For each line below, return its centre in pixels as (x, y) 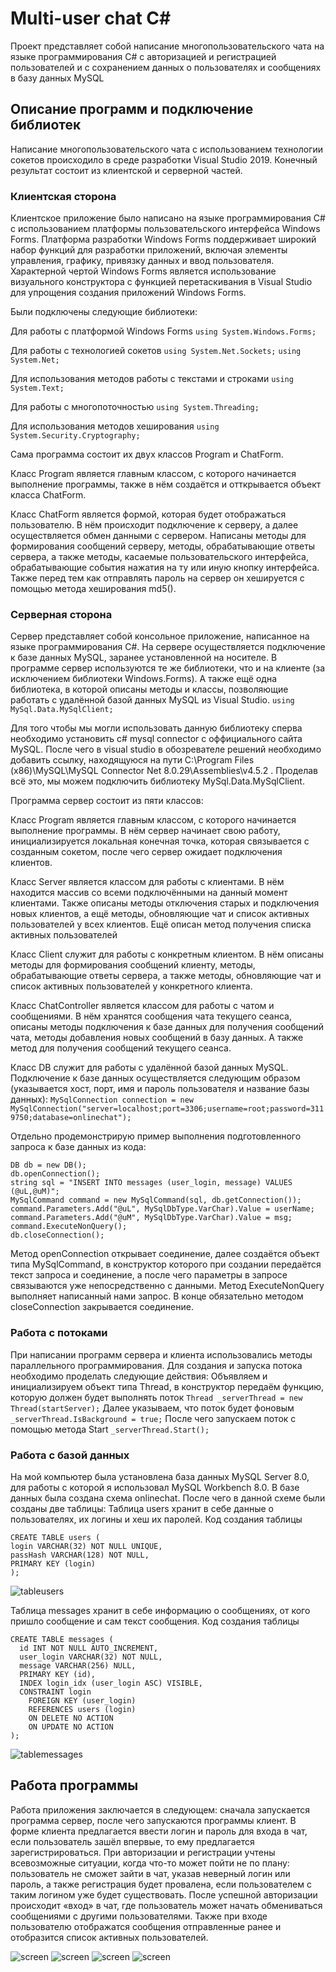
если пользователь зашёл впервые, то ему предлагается (132, 1841)
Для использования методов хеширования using (115, 426)
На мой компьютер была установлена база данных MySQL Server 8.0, (160, 1476)
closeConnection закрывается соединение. (102, 1307)
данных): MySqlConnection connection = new (102, 1099)
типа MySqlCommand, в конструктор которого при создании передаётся (166, 1264)
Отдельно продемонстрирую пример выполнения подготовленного (156, 1136)
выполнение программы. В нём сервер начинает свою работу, (145, 831)
